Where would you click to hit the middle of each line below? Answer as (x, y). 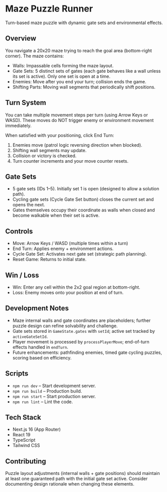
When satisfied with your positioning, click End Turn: (60, 135)
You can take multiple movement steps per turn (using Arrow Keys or (77, 115)
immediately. (18, 126)
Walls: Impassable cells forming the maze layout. (63, 65)
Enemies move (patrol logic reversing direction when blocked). (77, 145)
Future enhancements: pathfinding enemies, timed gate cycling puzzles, (87, 352)
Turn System (26, 103)
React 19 (21, 435)
